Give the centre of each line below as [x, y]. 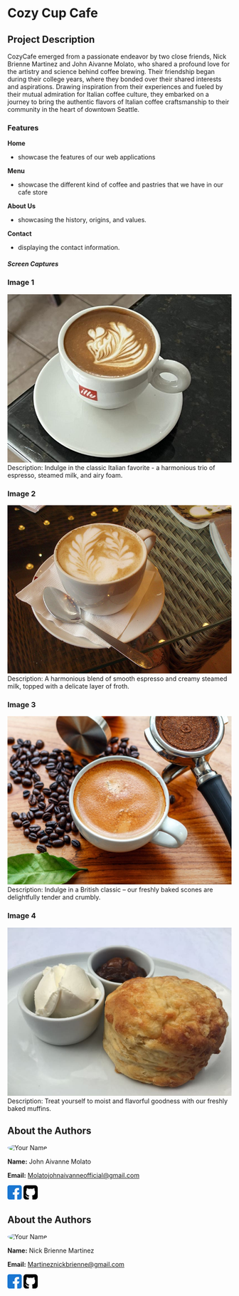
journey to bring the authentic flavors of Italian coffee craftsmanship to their [118, 102]
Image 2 [22, 493]
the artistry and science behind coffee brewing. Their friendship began [111, 72]
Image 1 [21, 283]
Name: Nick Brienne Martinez [51, 1250]
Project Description [51, 40]
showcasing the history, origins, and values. [82, 220]
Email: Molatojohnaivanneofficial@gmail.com [74, 1176]
